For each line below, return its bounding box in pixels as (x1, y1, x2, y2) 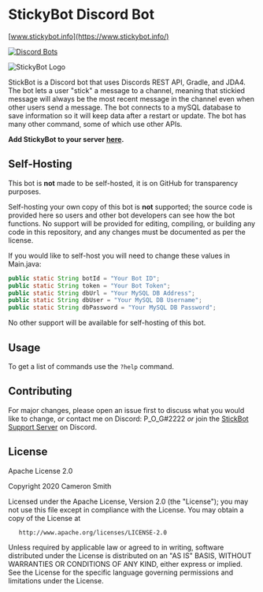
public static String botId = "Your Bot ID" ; (8, 274, 160, 282)
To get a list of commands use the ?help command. (8, 361, 175, 371)
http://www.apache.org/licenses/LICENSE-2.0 (18, 528, 168, 537)
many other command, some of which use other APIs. (8, 119, 183, 128)
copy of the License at (8, 513, 81, 523)
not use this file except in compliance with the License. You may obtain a (8, 505, 244, 514)
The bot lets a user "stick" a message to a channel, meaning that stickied (8, 85, 246, 95)
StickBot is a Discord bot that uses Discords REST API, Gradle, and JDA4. (8, 77, 246, 87)
